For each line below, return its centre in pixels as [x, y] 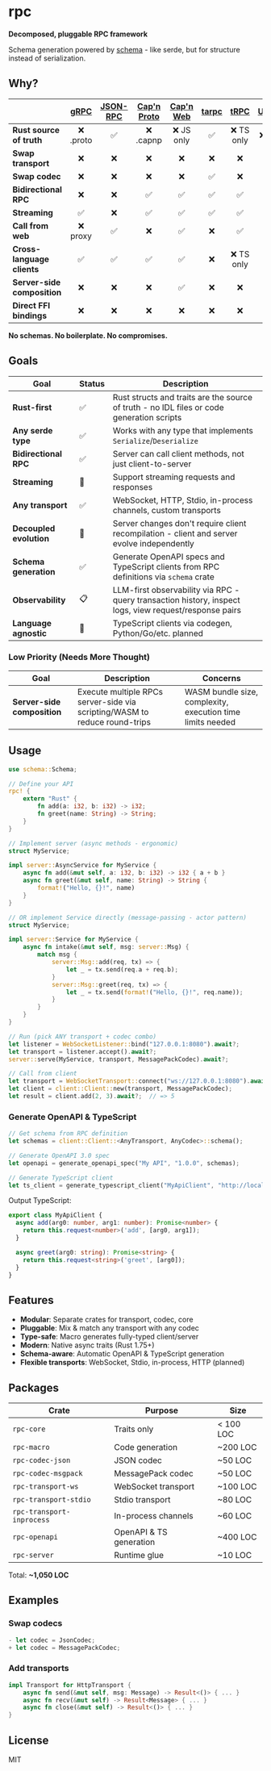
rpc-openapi [35, 1537]
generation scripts [147, 417]
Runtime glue [139, 1556]
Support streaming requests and [174, 477]
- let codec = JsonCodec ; [52, 1640]
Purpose [162, 1410]
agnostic [29, 633]
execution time [212, 712]
